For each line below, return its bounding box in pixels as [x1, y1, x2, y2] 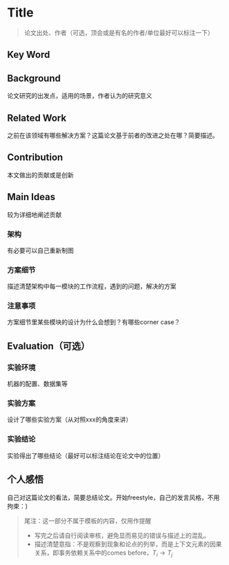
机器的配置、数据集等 [7, 379, 68, 388]
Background [7, 72, 61, 84]
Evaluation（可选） [7, 340, 90, 352]
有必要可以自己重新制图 [7, 246, 74, 255]
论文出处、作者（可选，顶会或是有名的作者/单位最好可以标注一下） [23, 28, 214, 37]
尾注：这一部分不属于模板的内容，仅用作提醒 [23, 516, 152, 525]
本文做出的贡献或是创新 [7, 170, 74, 179]
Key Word [7, 49, 50, 61]
